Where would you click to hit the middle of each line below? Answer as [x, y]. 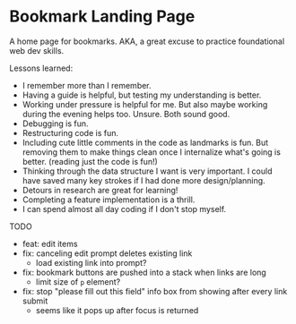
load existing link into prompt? [91, 262]
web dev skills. [37, 50]
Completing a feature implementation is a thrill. [109, 200]
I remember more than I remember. [87, 85]
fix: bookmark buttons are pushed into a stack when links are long [144, 272]
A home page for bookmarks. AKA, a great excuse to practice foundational [147, 41]
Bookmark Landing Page [102, 17]
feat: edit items [50, 243]
